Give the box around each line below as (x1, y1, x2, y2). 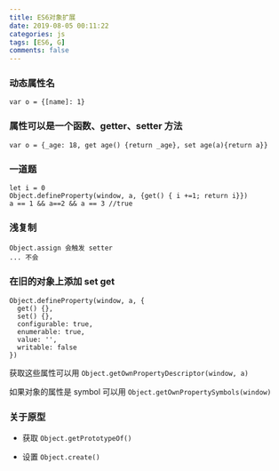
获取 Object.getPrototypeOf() (21, 432, 132, 443)
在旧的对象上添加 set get (9, 275, 116, 288)
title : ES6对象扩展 (9, 12, 76, 22)
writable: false (17, 343, 77, 352)
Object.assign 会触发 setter (9, 243, 114, 253)
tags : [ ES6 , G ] (9, 37, 66, 47)
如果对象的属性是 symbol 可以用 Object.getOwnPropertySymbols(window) (9, 386, 272, 396)
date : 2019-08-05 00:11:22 (9, 21, 109, 30)
